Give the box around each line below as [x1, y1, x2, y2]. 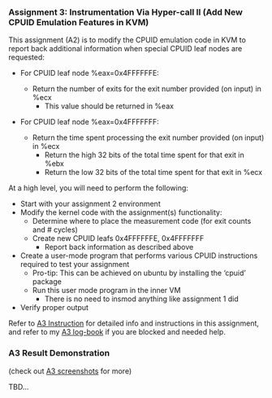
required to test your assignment [19, 260, 130, 269]
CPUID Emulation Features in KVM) [8, 16, 149, 28]
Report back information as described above [44, 243, 194, 252]
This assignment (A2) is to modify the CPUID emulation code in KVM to [8, 35, 246, 45]
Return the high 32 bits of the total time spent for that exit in [44, 150, 245, 160]
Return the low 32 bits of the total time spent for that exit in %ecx [44, 168, 262, 177]
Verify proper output [19, 303, 89, 313]
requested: [8, 52, 45, 63]
